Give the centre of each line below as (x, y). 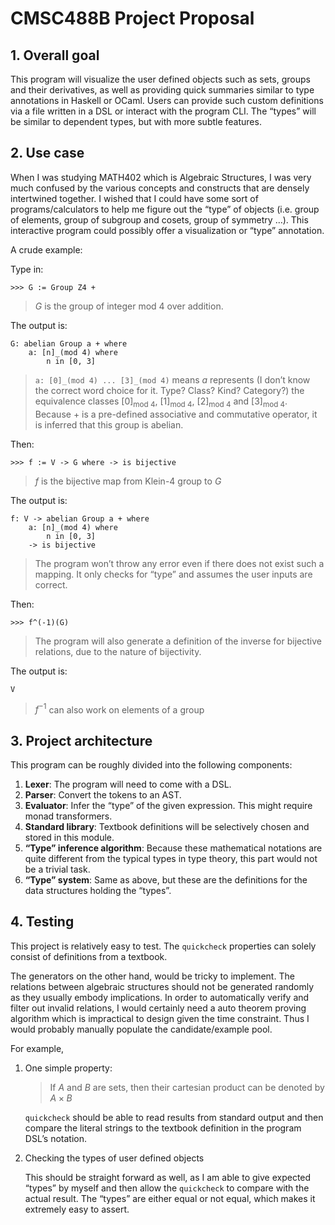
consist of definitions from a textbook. (89, 956)
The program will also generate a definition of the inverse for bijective (178, 641)
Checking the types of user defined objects (114, 1158)
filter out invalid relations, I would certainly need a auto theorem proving (158, 1008)
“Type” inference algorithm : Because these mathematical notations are (173, 848)
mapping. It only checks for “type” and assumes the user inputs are (173, 574)
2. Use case (47, 153)
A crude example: (46, 249)
